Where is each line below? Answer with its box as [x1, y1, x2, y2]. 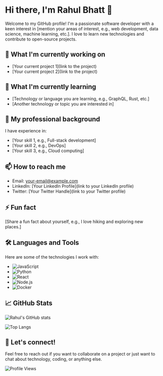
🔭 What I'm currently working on [5, 50, 106, 59]
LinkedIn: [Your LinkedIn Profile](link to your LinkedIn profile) [12, 183, 134, 189]
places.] [5, 224, 21, 229]
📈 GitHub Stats [5, 299, 53, 308]
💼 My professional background [5, 115, 101, 123]
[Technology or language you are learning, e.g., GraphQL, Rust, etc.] [12, 95, 150, 102]
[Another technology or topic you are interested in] [12, 101, 114, 107]
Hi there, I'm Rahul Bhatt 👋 [5, 4, 113, 16]
